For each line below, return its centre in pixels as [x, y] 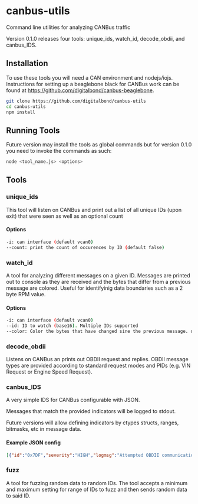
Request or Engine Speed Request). [49, 372]
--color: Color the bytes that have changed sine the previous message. [97, 331]
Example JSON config [33, 443]
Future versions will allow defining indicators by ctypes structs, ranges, [93, 423]
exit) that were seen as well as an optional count [65, 216]
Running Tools [33, 130]
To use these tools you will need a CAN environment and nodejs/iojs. [90, 77]
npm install [21, 112]
